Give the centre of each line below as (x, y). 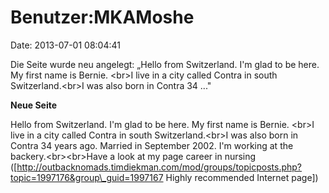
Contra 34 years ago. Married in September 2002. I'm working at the (152, 145)
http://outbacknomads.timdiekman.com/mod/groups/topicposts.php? (159, 167)
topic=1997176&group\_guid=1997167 (87, 177)
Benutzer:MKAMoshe (102, 17)
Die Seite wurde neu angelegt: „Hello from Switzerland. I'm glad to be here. (165, 64)
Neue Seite (34, 105)
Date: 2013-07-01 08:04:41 (65, 45)
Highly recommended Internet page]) (242, 177)
